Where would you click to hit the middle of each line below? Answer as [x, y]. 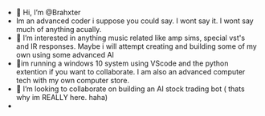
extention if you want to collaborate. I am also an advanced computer [130, 72]
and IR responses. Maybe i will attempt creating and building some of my [136, 46]
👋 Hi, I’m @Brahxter [48, 12]
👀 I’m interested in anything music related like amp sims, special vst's [130, 38]
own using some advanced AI [65, 55]
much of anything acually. [59, 29]
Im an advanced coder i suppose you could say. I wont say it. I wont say [135, 21]
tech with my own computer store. [73, 80]
